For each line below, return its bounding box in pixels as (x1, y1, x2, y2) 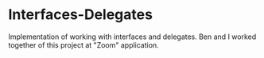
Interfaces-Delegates (8, 6, 153, 24)
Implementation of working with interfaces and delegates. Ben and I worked (8, 32, 257, 41)
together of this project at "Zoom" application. (8, 40, 159, 49)
